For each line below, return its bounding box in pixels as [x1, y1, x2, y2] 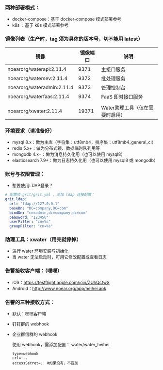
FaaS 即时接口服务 [101, 93, 143, 100]
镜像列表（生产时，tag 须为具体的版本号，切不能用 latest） [5, 35, 143, 42]
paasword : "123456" [9, 215, 49, 220]
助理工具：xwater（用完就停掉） [5, 236, 81, 243]
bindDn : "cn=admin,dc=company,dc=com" [9, 210, 88, 215]
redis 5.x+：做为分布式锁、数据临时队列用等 [12, 145, 100, 151]
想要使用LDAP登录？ [12, 183, 53, 189]
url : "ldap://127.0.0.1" [9, 201, 60, 206]
